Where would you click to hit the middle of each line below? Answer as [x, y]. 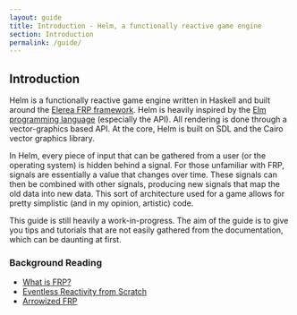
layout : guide [36, 17]
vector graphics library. [52, 139]
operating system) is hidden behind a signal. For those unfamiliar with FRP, [147, 166]
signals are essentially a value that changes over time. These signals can [143, 175]
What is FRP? [47, 282]
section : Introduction [51, 34]
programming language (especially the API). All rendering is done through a [148, 119]
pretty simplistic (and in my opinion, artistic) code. [102, 203]
